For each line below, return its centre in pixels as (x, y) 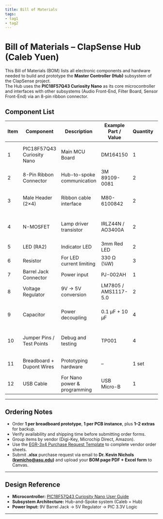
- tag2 (12, 23)
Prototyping (74, 361)
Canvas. (20, 465)
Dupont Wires (38, 367)
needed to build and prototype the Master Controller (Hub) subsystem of (78, 76)
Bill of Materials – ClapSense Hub (73, 47)
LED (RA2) (35, 247)
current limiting (78, 264)
